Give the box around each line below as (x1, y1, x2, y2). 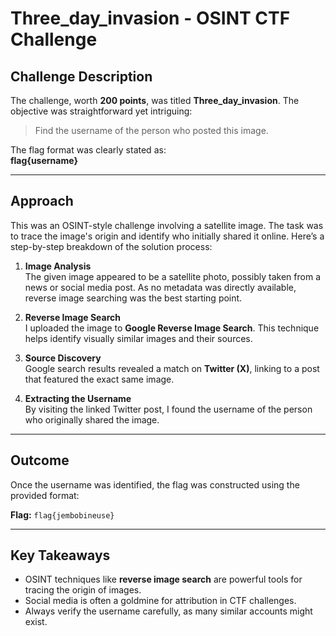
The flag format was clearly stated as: (10, 144, 167, 156)
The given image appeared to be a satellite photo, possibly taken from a (24, 270, 322, 282)
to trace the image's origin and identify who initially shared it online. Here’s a (10, 230, 325, 242)
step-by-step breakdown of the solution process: (10, 240, 213, 252)
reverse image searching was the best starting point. (24, 292, 243, 304)
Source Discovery (24, 352, 102, 364)
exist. (24, 616, 48, 628)
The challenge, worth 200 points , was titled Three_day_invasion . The (10, 95, 300, 106)
